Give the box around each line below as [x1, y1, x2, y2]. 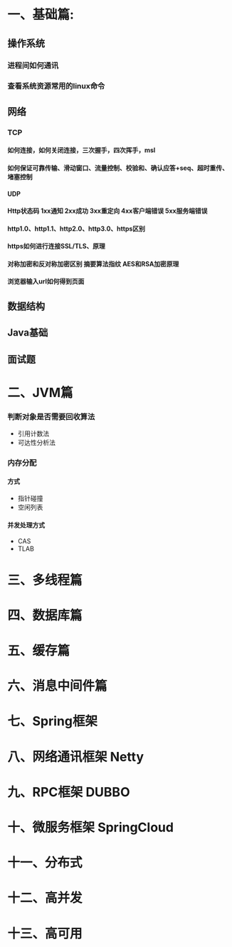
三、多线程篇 [7, 572, 83, 588]
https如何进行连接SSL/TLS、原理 [7, 242, 105, 251]
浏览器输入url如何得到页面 [7, 277, 85, 286]
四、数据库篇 [7, 607, 83, 623]
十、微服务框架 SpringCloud [7, 819, 174, 836]
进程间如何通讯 [7, 60, 59, 70]
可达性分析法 [17, 439, 56, 447]
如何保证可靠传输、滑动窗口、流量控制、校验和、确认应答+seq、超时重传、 [7, 164, 229, 172]
